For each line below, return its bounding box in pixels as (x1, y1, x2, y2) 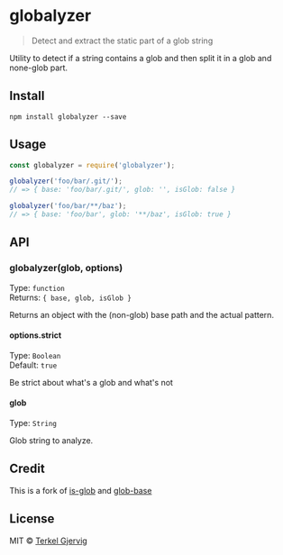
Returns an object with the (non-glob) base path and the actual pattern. (9, 309, 275, 320)
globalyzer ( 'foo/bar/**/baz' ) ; (9, 202, 127, 211)
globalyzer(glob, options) (9, 262, 123, 275)
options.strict (9, 330, 62, 341)
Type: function (9, 282, 66, 293)
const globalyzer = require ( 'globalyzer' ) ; (9, 160, 176, 169)
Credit (9, 461, 45, 477)
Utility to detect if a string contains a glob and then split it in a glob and (9, 52, 272, 63)
